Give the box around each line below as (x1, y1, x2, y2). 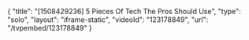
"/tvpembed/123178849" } (7, 24, 92, 32)
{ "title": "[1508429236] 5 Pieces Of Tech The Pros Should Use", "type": (7, 7, 241, 16)
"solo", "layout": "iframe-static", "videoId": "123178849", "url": (7, 15, 209, 24)
